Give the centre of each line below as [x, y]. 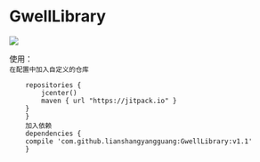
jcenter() [59, 93]
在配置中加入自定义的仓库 [49, 69]
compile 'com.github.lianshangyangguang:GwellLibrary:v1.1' [139, 141]
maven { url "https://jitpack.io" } [109, 101]
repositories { [53, 85]
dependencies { [53, 134]
